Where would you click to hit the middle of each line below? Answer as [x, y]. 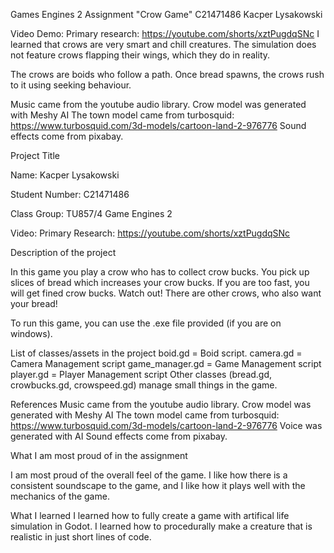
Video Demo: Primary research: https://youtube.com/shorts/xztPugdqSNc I [165, 33]
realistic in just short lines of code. [81, 537]
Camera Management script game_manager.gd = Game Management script [166, 363]
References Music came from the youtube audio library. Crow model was [161, 404]
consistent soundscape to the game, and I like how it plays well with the [158, 485]
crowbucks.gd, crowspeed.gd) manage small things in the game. [144, 385]
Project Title [35, 155]
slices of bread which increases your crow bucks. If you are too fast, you [160, 282]
